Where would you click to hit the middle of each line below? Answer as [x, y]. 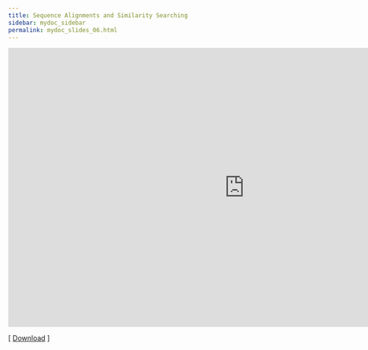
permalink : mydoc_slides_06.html [63, 30]
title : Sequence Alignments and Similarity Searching [98, 15]
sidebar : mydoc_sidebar [47, 23]
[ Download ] [29, 338]
